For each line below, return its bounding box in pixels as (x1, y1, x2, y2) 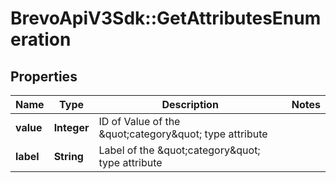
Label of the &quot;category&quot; (98, 143, 261, 157)
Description (161, 98, 219, 111)
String (53, 150, 84, 163)
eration (10, 28, 72, 51)
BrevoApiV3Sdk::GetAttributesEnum (10, 7, 322, 30)
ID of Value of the (98, 115, 181, 128)
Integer (53, 121, 90, 134)
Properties (10, 68, 78, 85)
